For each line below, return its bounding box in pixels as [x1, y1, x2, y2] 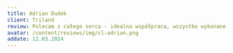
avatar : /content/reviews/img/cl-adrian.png [7, 29, 139, 36]
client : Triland [7, 17, 54, 23]
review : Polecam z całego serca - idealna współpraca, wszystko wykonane [7, 23, 227, 30]
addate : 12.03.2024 [7, 36, 64, 43]
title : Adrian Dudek [7, 10, 68, 17]
